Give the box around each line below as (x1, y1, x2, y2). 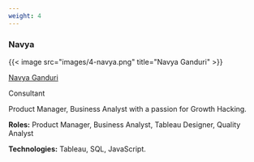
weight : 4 (8, 11, 42, 20)
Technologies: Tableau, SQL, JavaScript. (8, 143, 146, 154)
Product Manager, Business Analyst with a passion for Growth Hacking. (8, 104, 248, 113)
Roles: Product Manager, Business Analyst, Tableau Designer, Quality (8, 119, 241, 130)
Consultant (8, 88, 45, 98)
